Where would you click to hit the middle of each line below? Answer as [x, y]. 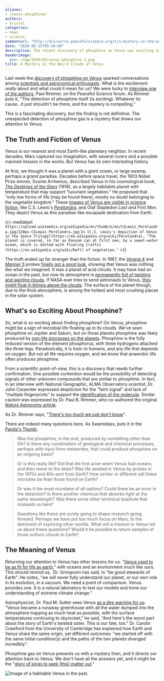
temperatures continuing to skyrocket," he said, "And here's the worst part [80, 618]
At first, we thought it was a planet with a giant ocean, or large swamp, [76, 171]
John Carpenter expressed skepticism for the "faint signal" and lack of [76, 389]
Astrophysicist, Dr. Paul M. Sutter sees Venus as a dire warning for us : [75, 602]
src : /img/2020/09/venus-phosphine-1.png [52, 60]
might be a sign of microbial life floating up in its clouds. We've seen [74, 328]
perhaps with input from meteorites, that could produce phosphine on [87, 449]
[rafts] [93, 245]
